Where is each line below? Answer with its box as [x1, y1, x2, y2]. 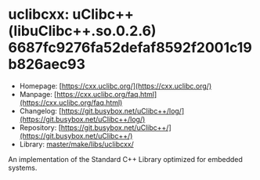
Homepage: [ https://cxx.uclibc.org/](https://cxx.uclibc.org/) [19, 81, 212, 91]
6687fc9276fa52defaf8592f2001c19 [8, 39, 252, 56]
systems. [8, 163, 38, 172]
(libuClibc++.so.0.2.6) [8, 22, 157, 40]
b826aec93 [8, 56, 86, 74]
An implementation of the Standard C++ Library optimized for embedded [8, 154, 243, 164]
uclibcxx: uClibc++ [8, 5, 135, 23]
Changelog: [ [19, 106, 62, 115]
